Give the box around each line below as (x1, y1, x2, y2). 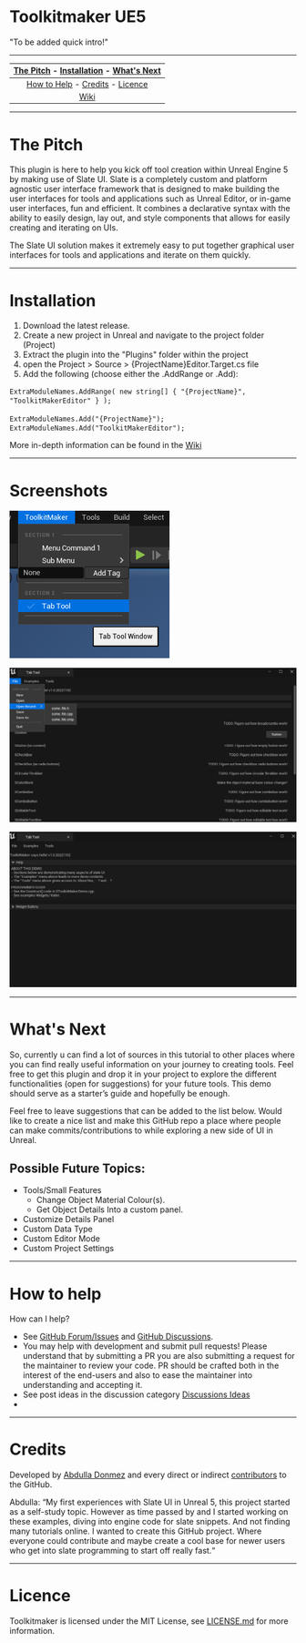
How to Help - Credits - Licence (25, 78, 148, 89)
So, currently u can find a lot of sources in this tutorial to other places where (9, 1049, 296, 1060)
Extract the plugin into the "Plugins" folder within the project (22, 349, 249, 361)
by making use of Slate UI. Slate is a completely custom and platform (9, 174, 268, 185)
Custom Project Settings (22, 1243, 115, 1254)
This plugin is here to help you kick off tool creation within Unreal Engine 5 (9, 164, 289, 175)
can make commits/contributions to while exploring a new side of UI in (9, 1125, 273, 1136)
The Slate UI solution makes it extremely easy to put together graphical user (9, 240, 295, 251)
